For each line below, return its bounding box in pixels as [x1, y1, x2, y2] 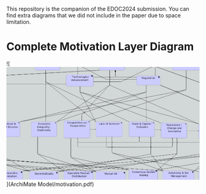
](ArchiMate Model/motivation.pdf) [6, 180, 94, 188]
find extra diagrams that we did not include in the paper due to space [6, 12, 181, 19]
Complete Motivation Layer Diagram [6, 40, 194, 54]
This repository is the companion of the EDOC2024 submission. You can [6, 6, 189, 12]
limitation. [6, 18, 31, 25]
